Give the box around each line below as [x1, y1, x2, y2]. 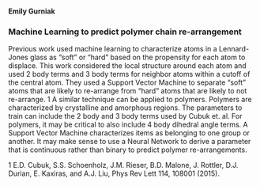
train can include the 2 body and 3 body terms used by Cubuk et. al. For [8, 111, 243, 120]
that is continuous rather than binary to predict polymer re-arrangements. [8, 145, 247, 154]
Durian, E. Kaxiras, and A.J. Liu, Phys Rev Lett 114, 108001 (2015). [8, 169, 220, 178]
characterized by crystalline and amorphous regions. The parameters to [8, 103, 243, 112]
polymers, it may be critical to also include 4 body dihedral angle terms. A [8, 120, 248, 129]
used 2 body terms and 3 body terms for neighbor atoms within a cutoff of [8, 69, 251, 78]
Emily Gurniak [8, 6, 55, 16]
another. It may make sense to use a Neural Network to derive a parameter [8, 136, 251, 146]
